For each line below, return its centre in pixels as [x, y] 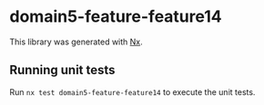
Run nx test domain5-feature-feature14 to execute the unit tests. [132, 91]
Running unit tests [62, 70]
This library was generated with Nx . [76, 42]
